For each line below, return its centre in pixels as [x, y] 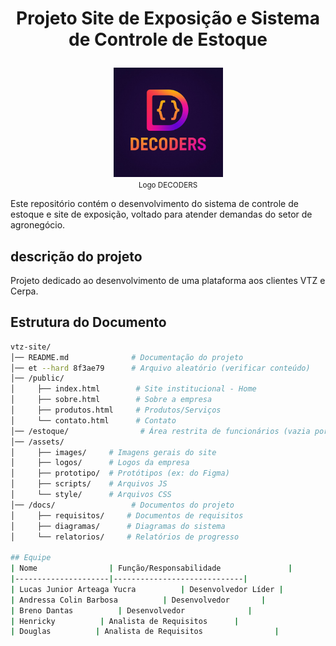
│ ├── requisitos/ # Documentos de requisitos [127, 515]
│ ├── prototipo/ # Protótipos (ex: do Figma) [120, 473]
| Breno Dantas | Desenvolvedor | [131, 610]
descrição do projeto [76, 256]
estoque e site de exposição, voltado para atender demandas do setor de [161, 214]
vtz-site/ [31, 347]
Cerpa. [24, 291]
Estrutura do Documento [88, 322]
